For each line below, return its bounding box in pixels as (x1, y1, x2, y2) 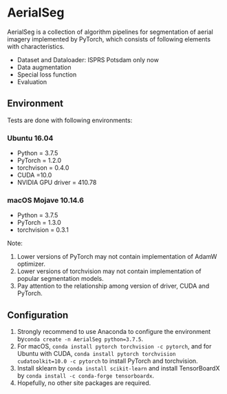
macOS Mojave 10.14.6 (7, 195, 85, 205)
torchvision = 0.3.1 (17, 226, 69, 234)
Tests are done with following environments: (7, 116, 133, 124)
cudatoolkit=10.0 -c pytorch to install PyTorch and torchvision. (17, 357, 198, 365)
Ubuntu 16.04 (7, 133, 54, 143)
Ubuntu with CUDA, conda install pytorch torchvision (17, 350, 176, 358)
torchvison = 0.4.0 (17, 164, 69, 172)
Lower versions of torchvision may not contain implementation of (17, 267, 202, 275)
